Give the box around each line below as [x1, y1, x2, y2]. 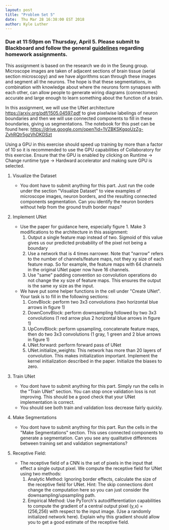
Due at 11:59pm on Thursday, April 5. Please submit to [5, 38, 140, 46]
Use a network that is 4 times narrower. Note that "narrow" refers [27, 250, 163, 256]
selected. [5, 162, 25, 169]
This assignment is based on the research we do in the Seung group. [5, 62, 148, 68]
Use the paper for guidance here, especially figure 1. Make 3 [20, 223, 146, 229]
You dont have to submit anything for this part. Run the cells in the [20, 424, 158, 430]
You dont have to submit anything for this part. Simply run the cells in [20, 383, 164, 389]
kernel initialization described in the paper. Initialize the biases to [27, 358, 162, 364]
